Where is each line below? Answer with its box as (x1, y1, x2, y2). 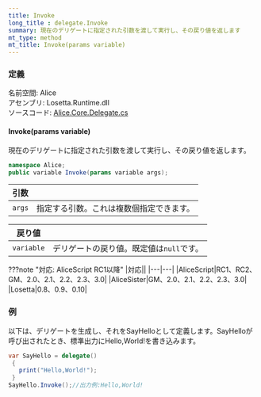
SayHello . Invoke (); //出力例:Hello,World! (8, 381, 144, 389)
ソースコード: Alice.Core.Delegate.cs (8, 108, 129, 117)
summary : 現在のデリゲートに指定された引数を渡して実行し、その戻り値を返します (8, 26, 241, 34)
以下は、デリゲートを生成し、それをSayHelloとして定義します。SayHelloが (8, 326, 253, 335)
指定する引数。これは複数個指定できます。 (36, 203, 195, 214)
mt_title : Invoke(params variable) (8, 41, 126, 49)
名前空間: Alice (8, 88, 57, 97)
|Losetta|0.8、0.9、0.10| (8, 284, 87, 294)
